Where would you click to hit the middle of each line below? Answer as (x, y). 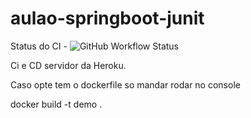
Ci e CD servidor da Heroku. (68, 65)
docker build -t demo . (56, 104)
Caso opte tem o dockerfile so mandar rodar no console (125, 84)
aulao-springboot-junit (107, 18)
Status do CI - (39, 46)
